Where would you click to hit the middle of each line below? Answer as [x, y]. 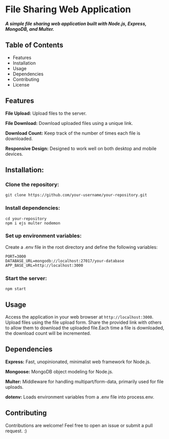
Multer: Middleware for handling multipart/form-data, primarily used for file [84, 381]
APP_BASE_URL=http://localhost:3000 [44, 265]
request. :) [16, 431]
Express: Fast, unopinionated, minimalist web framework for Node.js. [78, 362]
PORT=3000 [16, 256]
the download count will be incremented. [48, 333]
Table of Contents [34, 45]
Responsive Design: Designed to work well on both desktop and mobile [81, 148]
